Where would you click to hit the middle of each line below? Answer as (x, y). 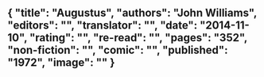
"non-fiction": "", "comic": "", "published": (118, 50)
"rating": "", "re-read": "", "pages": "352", (139, 38)
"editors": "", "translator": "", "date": (103, 26)
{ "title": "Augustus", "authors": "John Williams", (132, 13)
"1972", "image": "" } (61, 63)
